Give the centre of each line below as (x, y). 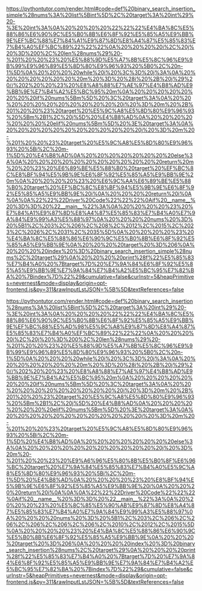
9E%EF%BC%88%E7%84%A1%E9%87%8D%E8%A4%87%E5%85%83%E (101, 41)
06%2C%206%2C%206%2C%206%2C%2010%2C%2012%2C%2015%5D (100, 524)
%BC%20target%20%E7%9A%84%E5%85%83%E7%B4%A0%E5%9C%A (101, 467)
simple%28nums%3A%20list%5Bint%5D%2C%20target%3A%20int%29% (100, 15)
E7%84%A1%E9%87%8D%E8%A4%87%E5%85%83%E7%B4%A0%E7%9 (101, 213)
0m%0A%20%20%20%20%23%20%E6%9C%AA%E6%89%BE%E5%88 (99, 181)
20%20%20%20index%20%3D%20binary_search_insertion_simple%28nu (99, 251)
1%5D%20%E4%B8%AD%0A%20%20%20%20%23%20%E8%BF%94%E (100, 480)
